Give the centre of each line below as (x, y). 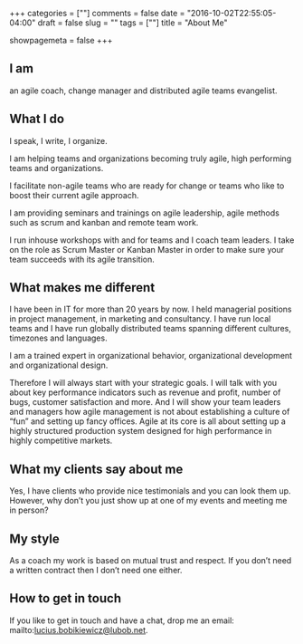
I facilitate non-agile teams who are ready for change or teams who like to (147, 186)
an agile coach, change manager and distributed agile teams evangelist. (143, 91)
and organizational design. (59, 365)
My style (35, 538)
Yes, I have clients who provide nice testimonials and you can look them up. (150, 491)
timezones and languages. (58, 338)
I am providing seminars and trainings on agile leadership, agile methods (145, 213)
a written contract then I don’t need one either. (96, 571)
